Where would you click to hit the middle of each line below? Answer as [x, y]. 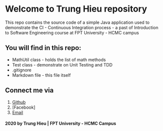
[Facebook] [24, 107]
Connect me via [29, 90]
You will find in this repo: [43, 48]
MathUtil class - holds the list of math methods [59, 60]
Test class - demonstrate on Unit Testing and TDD [62, 65]
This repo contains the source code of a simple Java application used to [77, 22]
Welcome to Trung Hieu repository [76, 9]
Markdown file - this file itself [41, 75]
